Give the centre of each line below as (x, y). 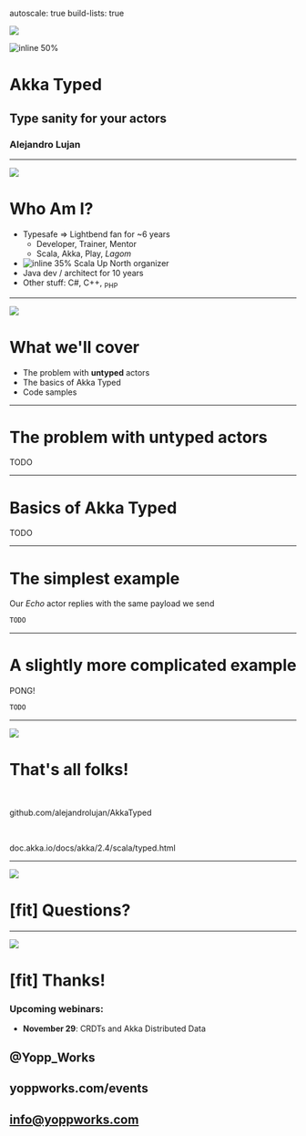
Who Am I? (51, 209)
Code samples (50, 392)
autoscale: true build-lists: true (67, 13)
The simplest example (95, 578)
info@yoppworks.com (74, 1119)
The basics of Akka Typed (71, 382)
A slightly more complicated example (153, 666)
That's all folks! (69, 770)
